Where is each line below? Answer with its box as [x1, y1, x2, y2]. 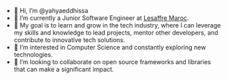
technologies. [13, 50, 53, 59]
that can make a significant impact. [13, 66, 114, 73]
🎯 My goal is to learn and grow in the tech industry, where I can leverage [13, 21, 221, 29]
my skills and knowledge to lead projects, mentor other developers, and [13, 28, 218, 37]
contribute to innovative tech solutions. [13, 36, 125, 44]
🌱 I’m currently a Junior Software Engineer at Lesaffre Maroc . [13, 14, 189, 22]
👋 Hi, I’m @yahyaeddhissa [13, 7, 89, 14]
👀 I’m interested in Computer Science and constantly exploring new [13, 43, 207, 51]
